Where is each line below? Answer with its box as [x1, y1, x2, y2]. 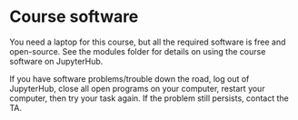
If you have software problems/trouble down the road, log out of [9, 73, 250, 84]
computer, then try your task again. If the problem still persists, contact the [9, 93, 289, 104]
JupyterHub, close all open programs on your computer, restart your [9, 83, 265, 94]
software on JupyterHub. [9, 55, 104, 66]
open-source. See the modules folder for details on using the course [9, 45, 266, 56]
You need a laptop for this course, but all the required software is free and [9, 36, 286, 47]
